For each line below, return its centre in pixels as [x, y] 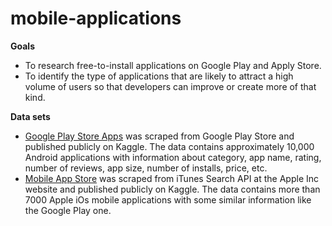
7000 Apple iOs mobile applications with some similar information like [168, 199]
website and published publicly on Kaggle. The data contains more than [172, 189]
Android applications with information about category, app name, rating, [173, 157]
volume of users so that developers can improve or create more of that [170, 86]
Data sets [30, 116]
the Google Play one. [68, 210]
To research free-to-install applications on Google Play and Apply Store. [173, 65]
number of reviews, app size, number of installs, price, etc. [146, 168]
